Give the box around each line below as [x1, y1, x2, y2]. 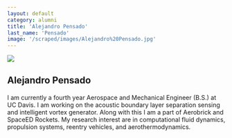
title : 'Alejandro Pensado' [7, 23, 89, 30]
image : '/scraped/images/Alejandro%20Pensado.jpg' [7, 36, 157, 43]
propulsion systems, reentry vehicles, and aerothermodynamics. [7, 123, 191, 131]
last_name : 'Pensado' [7, 29, 70, 37]
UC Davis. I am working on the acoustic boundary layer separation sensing [7, 101, 220, 109]
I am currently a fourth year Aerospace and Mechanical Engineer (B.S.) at [7, 94, 217, 102]
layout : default [7, 10, 54, 17]
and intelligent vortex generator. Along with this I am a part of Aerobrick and [7, 108, 224, 117]
